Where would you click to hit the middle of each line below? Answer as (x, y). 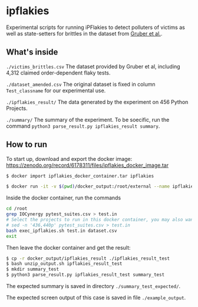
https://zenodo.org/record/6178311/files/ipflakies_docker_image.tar (88, 165)
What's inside (32, 52)
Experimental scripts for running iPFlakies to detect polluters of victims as (96, 27)
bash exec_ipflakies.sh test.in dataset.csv (62, 231)
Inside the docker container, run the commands (64, 198)
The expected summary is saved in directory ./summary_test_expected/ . (93, 286)
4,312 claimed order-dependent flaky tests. (58, 73)
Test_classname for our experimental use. (56, 91)
